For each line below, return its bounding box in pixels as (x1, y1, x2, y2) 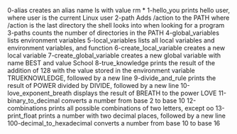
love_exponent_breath (7, 89, 72, 97)
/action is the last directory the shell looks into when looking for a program (7, 21, 225, 29)
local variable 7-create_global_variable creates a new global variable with (7, 51, 221, 60)
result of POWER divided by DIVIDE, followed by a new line (7, 82, 180, 89)
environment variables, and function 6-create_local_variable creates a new (7, 44, 226, 52)
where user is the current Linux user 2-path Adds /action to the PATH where (7, 13, 230, 22)
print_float (7, 111, 38, 120)
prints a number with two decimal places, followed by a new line (38, 111, 226, 120)
